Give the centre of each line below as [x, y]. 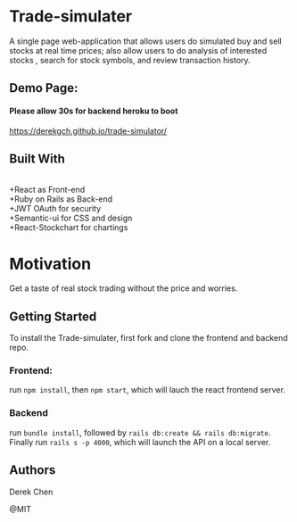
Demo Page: [44, 88]
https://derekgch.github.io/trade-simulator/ [88, 130]
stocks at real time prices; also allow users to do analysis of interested [138, 50]
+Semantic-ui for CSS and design [71, 218]
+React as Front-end [47, 190]
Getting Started [53, 316]
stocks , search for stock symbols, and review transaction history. [130, 60]
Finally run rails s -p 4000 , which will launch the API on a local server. [140, 442]
